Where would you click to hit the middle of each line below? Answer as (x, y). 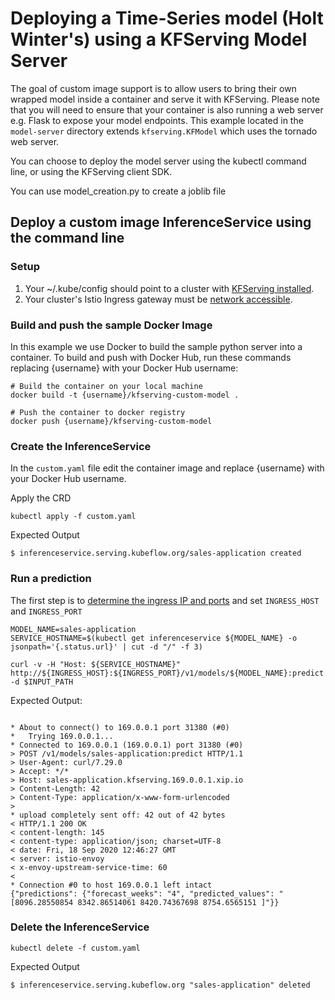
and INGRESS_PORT (46, 611)
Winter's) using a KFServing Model (159, 39)
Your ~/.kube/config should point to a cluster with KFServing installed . (169, 288)
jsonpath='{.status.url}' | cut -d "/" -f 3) (106, 647)
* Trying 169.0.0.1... (62, 736)
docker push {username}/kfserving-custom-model (111, 421)
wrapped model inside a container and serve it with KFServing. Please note (165, 99)
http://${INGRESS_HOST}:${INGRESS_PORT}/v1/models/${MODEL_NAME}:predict (167, 673)
